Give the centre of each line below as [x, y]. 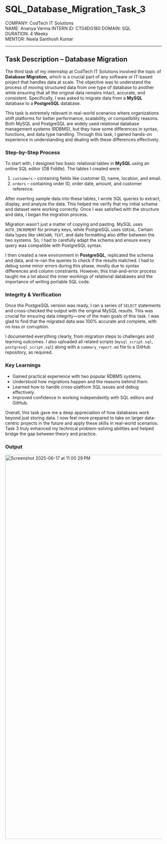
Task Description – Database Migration [66, 59]
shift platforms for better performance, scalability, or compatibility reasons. [82, 118]
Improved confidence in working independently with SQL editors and [83, 397]
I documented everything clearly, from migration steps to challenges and [80, 336]
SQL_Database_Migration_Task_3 [75, 9]
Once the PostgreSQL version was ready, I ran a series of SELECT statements [83, 305]
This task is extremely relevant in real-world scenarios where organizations [82, 113]
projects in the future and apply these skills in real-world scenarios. [89, 423]
